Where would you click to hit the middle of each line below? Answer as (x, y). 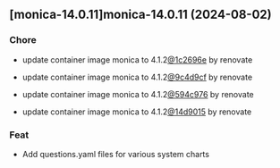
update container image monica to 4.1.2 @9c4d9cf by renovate (137, 77)
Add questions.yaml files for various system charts (116, 154)
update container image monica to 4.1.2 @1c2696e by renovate (137, 59)
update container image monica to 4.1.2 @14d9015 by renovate (137, 112)
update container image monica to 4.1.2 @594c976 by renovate (138, 94)
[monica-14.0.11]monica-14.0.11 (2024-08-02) (140, 15)
